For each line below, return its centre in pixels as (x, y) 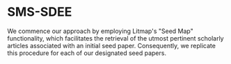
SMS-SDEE (40, 12)
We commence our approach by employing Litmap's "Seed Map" (100, 31)
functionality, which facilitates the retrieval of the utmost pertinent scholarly (115, 38)
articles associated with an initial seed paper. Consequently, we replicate (111, 45)
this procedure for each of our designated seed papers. (87, 53)
